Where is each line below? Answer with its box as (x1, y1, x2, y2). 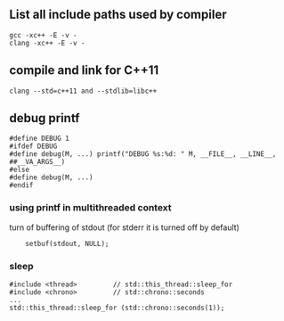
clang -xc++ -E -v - (9, 38, 86, 47)
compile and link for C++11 (9, 62, 159, 78)
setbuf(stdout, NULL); (25, 239, 110, 248)
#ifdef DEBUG (9, 142, 58, 151)
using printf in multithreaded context (9, 202, 172, 214)
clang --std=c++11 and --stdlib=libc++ (9, 86, 158, 95)
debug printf (9, 111, 80, 126)
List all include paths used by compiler (9, 7, 227, 22)
